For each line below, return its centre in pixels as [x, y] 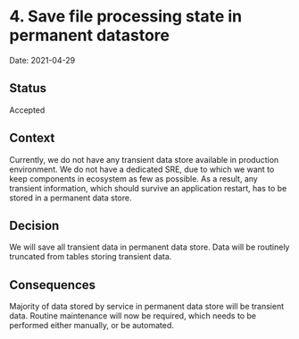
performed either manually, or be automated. [91, 326]
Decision [34, 225]
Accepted [27, 110]
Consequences [53, 285]
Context [32, 138]
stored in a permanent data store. [71, 198]
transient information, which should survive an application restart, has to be [148, 188]
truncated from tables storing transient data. [91, 257]
